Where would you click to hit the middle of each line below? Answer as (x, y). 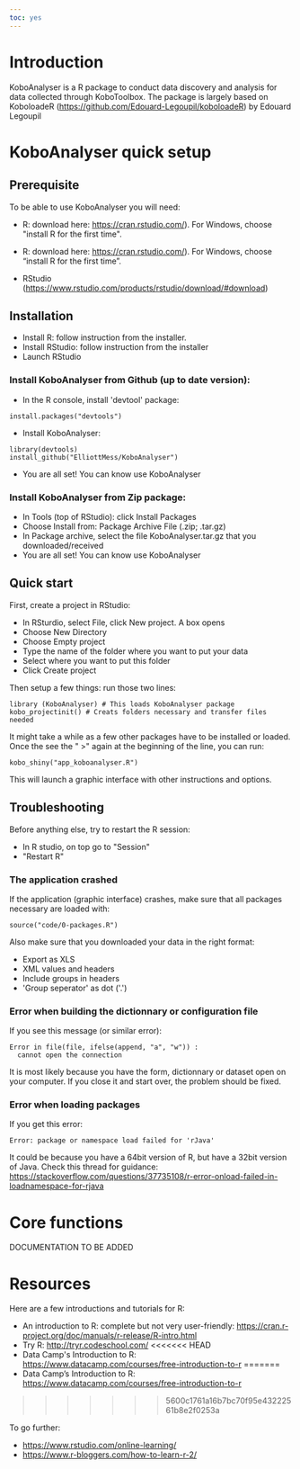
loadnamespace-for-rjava (57, 1186)
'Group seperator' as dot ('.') (75, 988)
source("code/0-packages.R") (64, 925)
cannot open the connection (70, 1055)
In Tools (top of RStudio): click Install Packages (109, 516)
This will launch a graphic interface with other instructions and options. (141, 779)
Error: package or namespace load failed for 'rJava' (112, 1141)
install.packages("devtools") (66, 416)
